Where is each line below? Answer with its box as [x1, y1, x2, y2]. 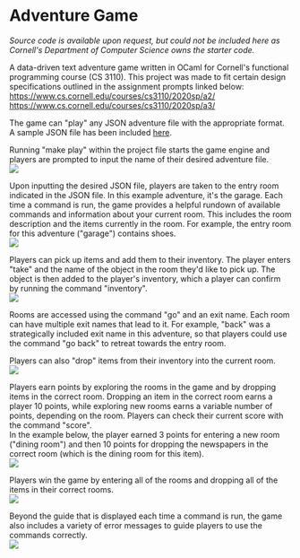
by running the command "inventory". [9, 283, 148, 293]
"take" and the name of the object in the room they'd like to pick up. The [9, 264, 276, 275]
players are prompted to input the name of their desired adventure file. [9, 153, 270, 164]
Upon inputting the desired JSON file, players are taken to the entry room [9, 180, 279, 191]
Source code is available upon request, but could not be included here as [9, 35, 280, 46]
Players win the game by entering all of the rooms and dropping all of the [9, 475, 279, 485]
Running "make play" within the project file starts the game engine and [9, 144, 270, 155]
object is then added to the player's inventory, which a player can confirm [9, 273, 281, 283]
